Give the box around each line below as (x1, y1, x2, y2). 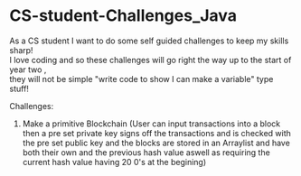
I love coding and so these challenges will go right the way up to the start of (9, 54, 292, 65)
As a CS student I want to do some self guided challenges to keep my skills (9, 35, 289, 46)
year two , (9, 64, 47, 75)
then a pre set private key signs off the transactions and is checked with (22, 127, 292, 138)
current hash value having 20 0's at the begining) (22, 156, 207, 167)
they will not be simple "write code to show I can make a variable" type (9, 73, 274, 84)
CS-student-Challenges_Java (9, 5, 238, 26)
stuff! (9, 83, 30, 94)
